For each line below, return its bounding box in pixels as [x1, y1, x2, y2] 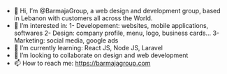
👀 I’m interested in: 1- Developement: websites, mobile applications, [13, 22, 209, 29]
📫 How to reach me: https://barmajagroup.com [13, 59, 151, 67]
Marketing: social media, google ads [13, 36, 119, 45]
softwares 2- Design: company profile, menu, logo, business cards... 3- [13, 29, 220, 37]
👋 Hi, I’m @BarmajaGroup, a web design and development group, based [13, 7, 221, 15]
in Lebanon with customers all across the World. [13, 14, 153, 22]
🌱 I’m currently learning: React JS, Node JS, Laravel [13, 44, 163, 52]
